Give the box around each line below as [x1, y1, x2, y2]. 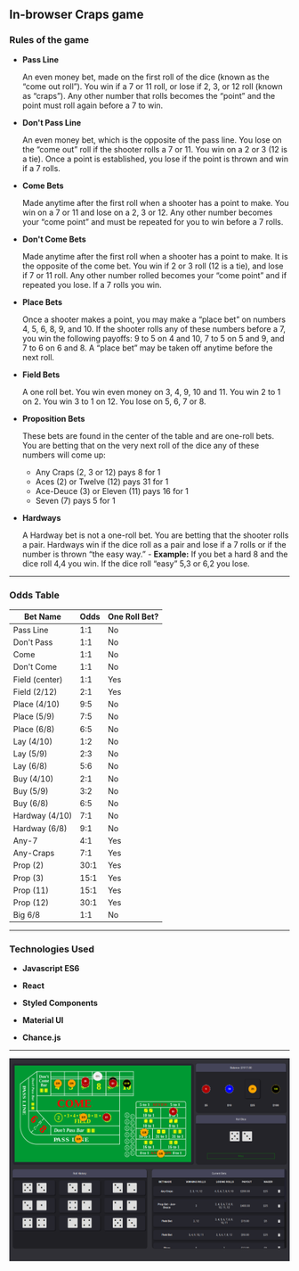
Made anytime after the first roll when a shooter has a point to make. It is [21, 251, 288, 261]
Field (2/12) [12, 686, 58, 697]
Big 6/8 [12, 910, 41, 920]
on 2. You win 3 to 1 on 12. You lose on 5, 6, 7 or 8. [21, 396, 206, 407]
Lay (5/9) [12, 748, 48, 759]
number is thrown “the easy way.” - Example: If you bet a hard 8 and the [21, 549, 288, 559]
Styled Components [21, 998, 98, 1009]
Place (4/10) [12, 699, 61, 710]
